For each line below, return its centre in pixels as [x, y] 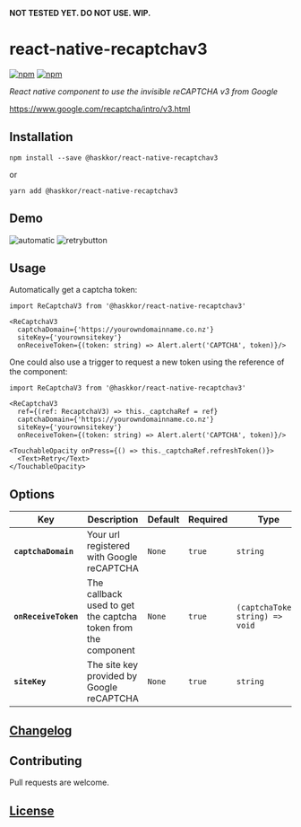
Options [32, 494]
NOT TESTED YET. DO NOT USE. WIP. [80, 13]
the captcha [112, 617]
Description [113, 520]
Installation [41, 137]
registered [108, 546]
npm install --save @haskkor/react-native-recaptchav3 [114, 158]
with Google [112, 558]
